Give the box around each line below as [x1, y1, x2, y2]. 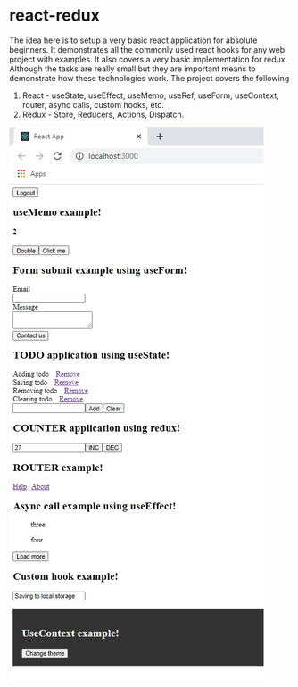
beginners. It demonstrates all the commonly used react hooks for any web [9, 44, 286, 54]
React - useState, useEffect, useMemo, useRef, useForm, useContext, [21, 90, 279, 101]
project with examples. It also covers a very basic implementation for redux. [9, 54, 288, 64]
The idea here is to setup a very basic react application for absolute [9, 35, 258, 46]
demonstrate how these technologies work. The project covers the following [9, 72, 290, 83]
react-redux [9, 5, 101, 26]
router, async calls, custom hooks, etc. [21, 99, 165, 110]
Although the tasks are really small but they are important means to [9, 63, 256, 74]
